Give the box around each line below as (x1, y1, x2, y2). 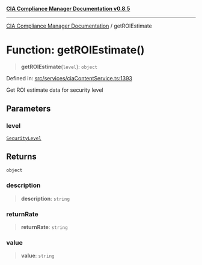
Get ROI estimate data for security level (6, 86, 103, 94)
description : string (20, 195, 70, 202)
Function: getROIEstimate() (6, 43, 145, 57)
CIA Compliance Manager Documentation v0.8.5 (6, 5, 130, 12)
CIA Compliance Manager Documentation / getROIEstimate (6, 22, 152, 29)
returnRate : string (20, 224, 68, 231)
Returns (6, 152, 37, 162)
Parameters (6, 104, 51, 114)
